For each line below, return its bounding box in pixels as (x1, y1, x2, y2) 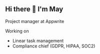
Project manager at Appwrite (5, 18, 64, 24)
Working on (5, 28, 29, 34)
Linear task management (12, 37, 64, 43)
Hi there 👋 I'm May (5, 5, 63, 13)
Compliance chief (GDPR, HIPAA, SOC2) (12, 43, 95, 49)
